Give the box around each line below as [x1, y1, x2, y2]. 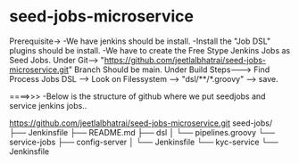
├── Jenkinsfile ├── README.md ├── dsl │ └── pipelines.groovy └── [9, 127, 275, 137]
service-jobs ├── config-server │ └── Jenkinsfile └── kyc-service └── [9, 136, 278, 147]
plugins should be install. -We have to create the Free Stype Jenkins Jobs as [9, 45, 291, 55]
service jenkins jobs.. [9, 100, 87, 111]
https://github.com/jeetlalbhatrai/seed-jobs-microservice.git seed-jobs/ [9, 118, 273, 128]
